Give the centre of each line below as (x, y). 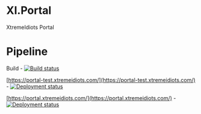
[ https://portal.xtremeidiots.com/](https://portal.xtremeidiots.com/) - (91, 98)
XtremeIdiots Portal (30, 27)
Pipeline (27, 52)
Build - (14, 68)
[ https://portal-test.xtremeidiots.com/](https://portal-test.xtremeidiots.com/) (101, 80)
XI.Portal (29, 11)
